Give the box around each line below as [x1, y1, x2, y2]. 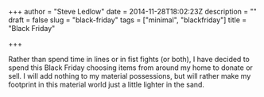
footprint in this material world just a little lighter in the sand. [8, 80, 205, 89]
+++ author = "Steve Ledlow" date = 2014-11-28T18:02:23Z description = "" [8, 7, 257, 16]
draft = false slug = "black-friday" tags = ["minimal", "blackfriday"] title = [8, 15, 247, 25]
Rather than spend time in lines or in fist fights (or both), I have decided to [8, 55, 250, 64]
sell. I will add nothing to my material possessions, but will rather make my [8, 72, 251, 80]
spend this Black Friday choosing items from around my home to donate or [8, 63, 253, 72]
